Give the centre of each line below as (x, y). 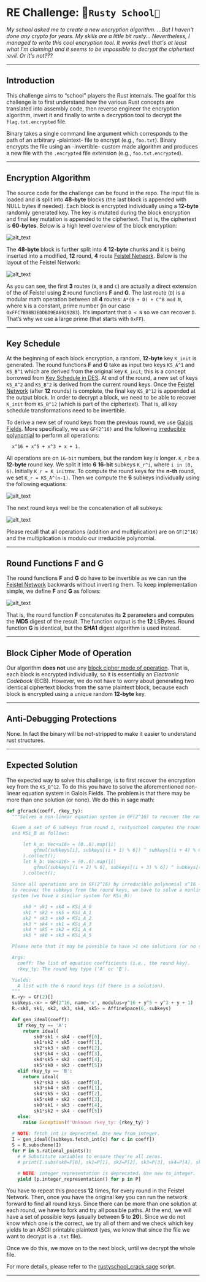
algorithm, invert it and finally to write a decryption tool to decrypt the (94, 115)
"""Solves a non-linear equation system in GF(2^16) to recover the (101, 817)
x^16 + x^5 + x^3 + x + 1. (46, 447)
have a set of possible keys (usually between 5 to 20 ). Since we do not (96, 1217)
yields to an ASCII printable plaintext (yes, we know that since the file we (98, 1230)
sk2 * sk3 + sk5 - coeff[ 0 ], (68, 1083)
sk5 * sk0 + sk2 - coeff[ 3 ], (68, 1100)
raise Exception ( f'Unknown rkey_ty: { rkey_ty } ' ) (86, 1122)
